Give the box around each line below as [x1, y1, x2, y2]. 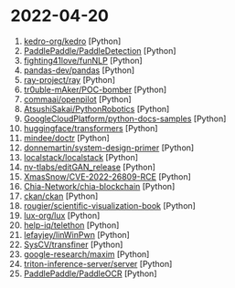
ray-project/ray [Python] [23, 74, 116, 85]
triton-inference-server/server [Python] [23, 258, 173, 269]
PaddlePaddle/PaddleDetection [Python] [23, 45, 176, 56]
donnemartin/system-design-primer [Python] [23, 142, 195, 153]
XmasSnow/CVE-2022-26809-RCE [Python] [23, 170, 191, 182]
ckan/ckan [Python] [23, 190, 99, 201]
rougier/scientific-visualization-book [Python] [23, 200, 196, 211]
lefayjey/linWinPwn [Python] [23, 229, 131, 240]
